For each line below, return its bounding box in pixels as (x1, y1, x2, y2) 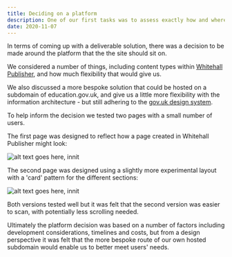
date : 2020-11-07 (7, 23, 57, 30)
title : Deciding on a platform (7, 10, 97, 17)
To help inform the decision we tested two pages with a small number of (7, 111, 213, 120)
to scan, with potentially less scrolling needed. (7, 208, 139, 216)
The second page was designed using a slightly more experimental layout (7, 166, 217, 175)
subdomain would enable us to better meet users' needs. (7, 243, 169, 251)
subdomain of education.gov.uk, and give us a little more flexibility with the (7, 91, 220, 99)
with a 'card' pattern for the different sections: (7, 173, 139, 182)
